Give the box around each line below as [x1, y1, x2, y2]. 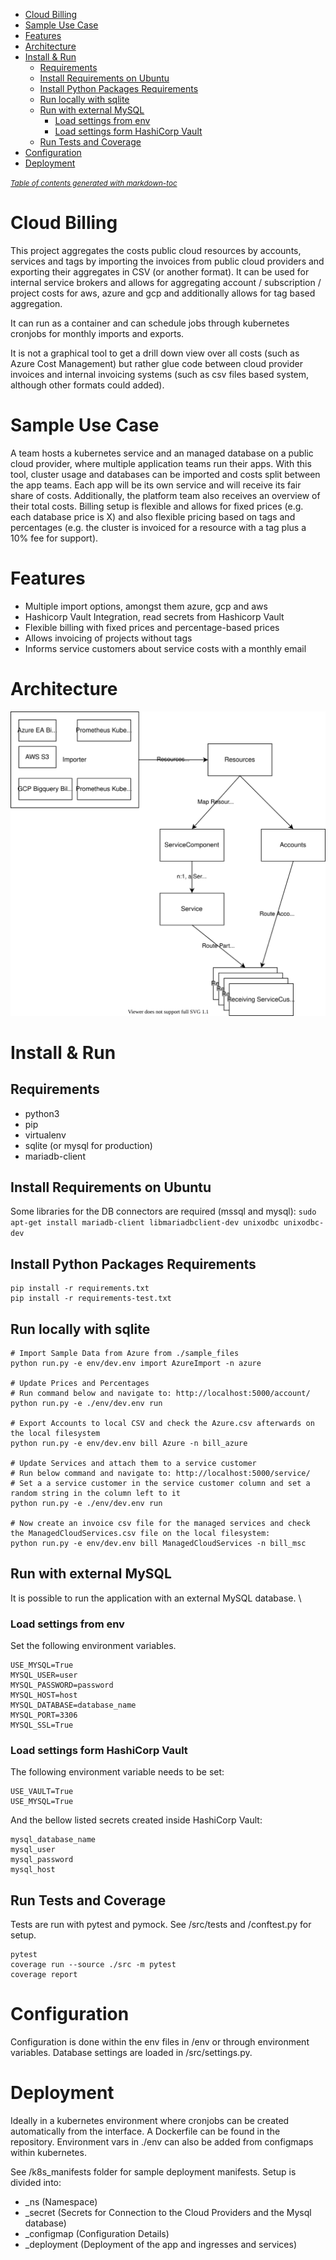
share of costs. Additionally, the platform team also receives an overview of [10, 489, 321, 501]
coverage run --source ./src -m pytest [10, 1960, 177, 1970]
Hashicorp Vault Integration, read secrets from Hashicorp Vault [24, 610, 285, 623]
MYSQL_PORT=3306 [10, 1710, 78, 1721]
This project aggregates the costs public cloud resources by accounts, [10, 244, 302, 256]
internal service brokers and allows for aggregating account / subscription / [10, 276, 322, 288]
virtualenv [24, 1129, 67, 1141]
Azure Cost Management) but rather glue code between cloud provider [10, 357, 304, 369]
